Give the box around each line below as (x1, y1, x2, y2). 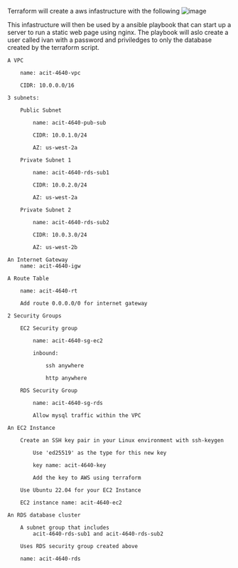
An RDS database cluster (7, 512, 81, 519)
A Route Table (7, 275, 50, 282)
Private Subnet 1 (20, 157, 72, 164)
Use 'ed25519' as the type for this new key (33, 449, 167, 456)
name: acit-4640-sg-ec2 (33, 337, 103, 345)
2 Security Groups (7, 312, 62, 320)
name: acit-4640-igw (20, 263, 81, 270)
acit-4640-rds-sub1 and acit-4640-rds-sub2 (33, 530, 163, 537)
